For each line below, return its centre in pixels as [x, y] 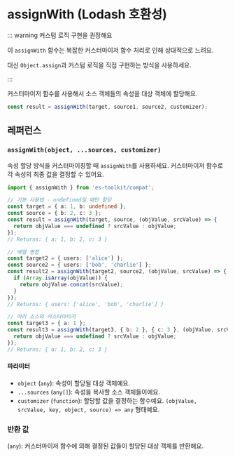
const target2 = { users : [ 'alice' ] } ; [65, 258]
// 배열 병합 [23, 252]
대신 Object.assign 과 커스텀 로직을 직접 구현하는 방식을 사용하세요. [99, 65]
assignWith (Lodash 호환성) [87, 14]
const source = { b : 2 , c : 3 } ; [54, 213]
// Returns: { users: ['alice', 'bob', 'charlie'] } [86, 304]
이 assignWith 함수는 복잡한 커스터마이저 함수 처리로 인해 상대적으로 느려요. [111, 50]
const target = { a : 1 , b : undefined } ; [67, 207]
